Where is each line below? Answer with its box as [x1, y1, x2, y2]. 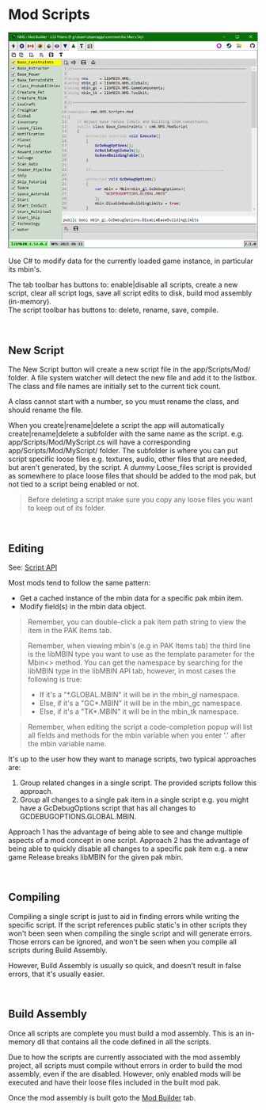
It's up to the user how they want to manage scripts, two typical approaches [8, 754, 256, 764]
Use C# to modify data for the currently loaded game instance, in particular [8, 256, 253, 266]
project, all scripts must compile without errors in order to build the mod [8, 1060, 243, 1070]
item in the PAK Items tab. [27, 626, 112, 635]
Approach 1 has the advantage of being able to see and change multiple [8, 827, 243, 837]
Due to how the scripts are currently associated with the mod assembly [8, 1052, 241, 1062]
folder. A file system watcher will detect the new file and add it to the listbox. [8, 373, 257, 383]
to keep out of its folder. [27, 503, 106, 513]
